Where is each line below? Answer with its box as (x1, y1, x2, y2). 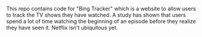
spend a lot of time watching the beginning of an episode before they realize (6, 18, 196, 24)
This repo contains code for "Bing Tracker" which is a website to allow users (6, 5, 196, 12)
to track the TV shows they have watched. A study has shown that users (6, 11, 186, 18)
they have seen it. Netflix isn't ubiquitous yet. (6, 24, 118, 31)
